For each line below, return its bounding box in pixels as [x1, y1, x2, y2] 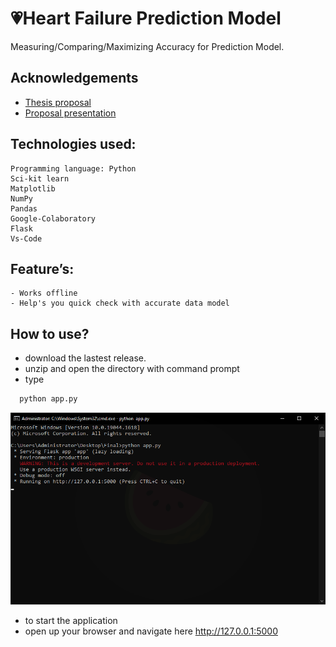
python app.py [19, 394, 78, 404]
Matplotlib [10, 183, 56, 194]
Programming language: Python [10, 163, 137, 174]
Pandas [10, 203, 38, 214]
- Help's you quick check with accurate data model [10, 298, 230, 309]
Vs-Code [10, 233, 43, 244]
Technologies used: [10, 136, 137, 153]
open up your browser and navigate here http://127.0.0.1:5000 [24, 625, 278, 637]
